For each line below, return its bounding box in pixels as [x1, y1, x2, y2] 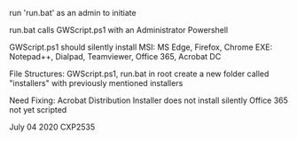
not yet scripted [9, 105, 67, 114]
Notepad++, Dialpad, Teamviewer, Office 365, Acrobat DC [9, 51, 222, 61]
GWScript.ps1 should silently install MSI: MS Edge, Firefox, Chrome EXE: [9, 42, 273, 52]
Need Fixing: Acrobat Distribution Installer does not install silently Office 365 [9, 95, 288, 106]
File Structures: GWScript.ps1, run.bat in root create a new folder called [9, 68, 270, 79]
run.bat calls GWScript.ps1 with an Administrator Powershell [9, 25, 229, 35]
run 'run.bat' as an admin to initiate [9, 8, 137, 18]
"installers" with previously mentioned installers [9, 78, 184, 88]
